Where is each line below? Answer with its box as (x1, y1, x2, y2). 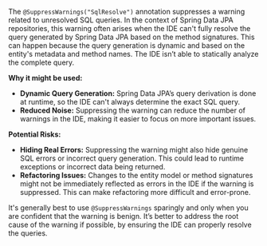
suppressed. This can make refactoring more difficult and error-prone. (19, 188, 251, 196)
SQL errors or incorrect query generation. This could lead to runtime (19, 153, 245, 163)
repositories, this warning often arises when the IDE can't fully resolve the (8, 24, 251, 33)
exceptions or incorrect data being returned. (19, 162, 166, 171)
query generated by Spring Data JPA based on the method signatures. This (8, 32, 255, 42)
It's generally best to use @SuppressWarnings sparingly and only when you (8, 203, 249, 212)
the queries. (8, 228, 48, 238)
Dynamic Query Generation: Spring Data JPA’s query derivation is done (19, 89, 257, 98)
